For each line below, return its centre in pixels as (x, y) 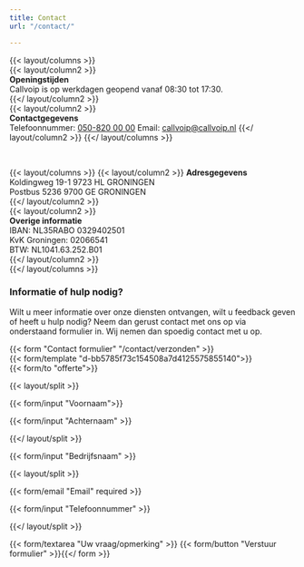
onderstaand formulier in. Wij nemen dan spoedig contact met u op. (136, 331)
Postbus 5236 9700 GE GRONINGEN (78, 191)
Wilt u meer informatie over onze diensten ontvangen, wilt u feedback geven (152, 312)
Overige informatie (46, 220)
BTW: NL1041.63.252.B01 (56, 249)
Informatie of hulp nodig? (67, 292)
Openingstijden (39, 79)
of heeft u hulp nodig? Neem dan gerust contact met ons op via (128, 321)
